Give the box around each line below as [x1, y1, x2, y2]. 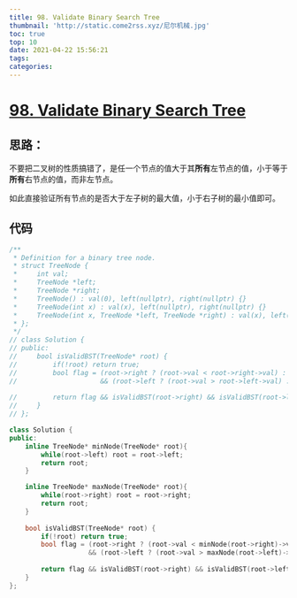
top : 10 [9, 37, 38, 47]
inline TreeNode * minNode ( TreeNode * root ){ [25, 441, 188, 451]
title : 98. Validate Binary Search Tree [9, 12, 161, 22]
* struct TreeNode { [12, 262, 89, 271]
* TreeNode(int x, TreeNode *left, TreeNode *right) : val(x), [12, 310, 267, 319]
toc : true [9, 29, 46, 38]
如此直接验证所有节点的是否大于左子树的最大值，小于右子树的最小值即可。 [9, 192, 280, 203]
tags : [9, 54, 29, 63]
